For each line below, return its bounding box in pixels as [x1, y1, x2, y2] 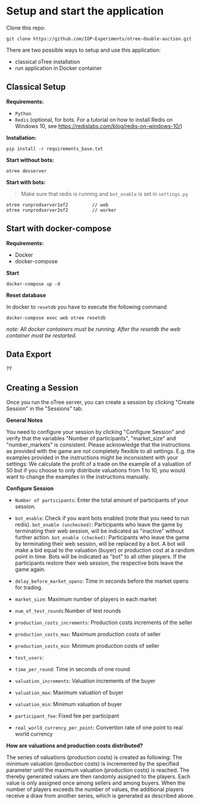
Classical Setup [6, 82, 66, 92]
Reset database [6, 291, 46, 299]
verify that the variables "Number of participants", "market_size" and [6, 435, 176, 442]
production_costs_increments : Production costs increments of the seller [14, 619, 193, 626]
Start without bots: [6, 156, 55, 163]
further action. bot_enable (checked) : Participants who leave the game [14, 534, 190, 541]
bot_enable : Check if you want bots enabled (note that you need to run [14, 515, 190, 522]
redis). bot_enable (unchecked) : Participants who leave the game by [14, 521, 183, 528]
